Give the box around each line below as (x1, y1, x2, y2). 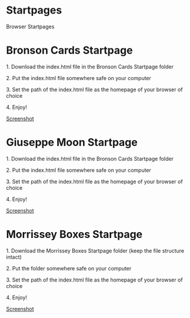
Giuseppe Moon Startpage (6, 136, 138, 149)
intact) (6, 253, 22, 260)
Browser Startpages (6, 23, 55, 30)
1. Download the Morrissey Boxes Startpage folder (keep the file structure (6, 247, 184, 254)
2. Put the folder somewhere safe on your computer (6, 264, 132, 271)
